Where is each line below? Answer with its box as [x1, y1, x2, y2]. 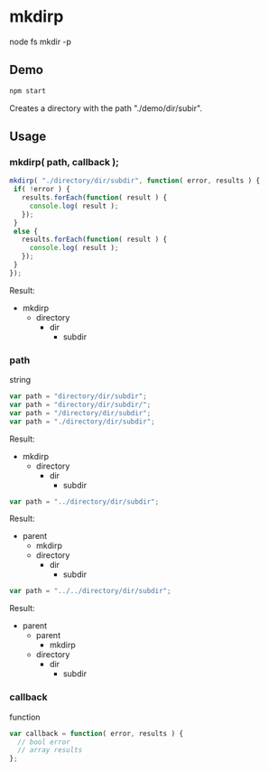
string [9, 375, 32, 385]
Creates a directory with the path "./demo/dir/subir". [9, 102, 203, 114]
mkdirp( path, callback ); [9, 155, 119, 168]
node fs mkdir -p [9, 36, 72, 47]
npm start [9, 86, 47, 96]
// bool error [17, 738, 70, 747]
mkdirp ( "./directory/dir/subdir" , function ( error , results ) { [9, 176, 260, 186]
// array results [17, 746, 83, 755]
